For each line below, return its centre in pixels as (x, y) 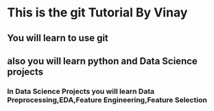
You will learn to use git (58, 38)
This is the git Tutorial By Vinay (97, 13)
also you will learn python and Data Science (102, 61)
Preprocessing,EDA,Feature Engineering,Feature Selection (107, 99)
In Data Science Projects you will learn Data (81, 91)
